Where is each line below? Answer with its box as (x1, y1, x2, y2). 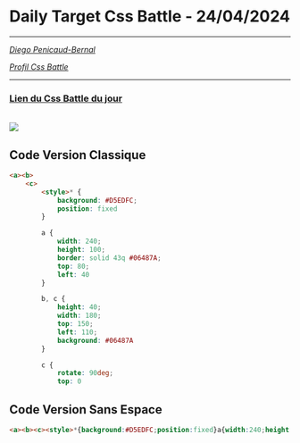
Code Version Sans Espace (9, 402, 162, 417)
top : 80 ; (56, 262, 90, 271)
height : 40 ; (56, 303, 102, 312)
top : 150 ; (56, 320, 94, 329)
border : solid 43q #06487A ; (56, 253, 162, 263)
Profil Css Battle (9, 61, 69, 72)
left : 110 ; (56, 328, 98, 337)
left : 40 (56, 270, 90, 279)
